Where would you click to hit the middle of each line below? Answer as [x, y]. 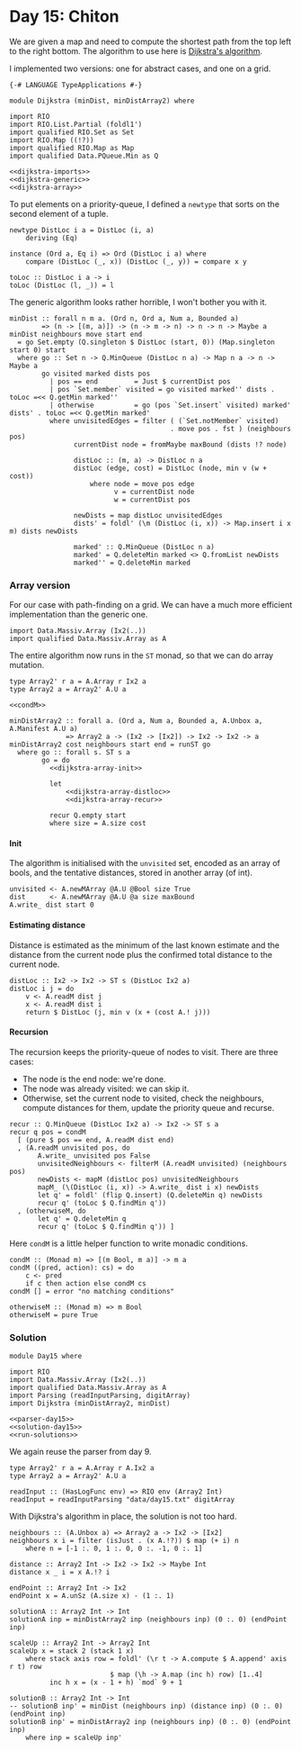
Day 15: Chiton [64, 17]
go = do [56, 761]
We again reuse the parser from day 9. [80, 1452]
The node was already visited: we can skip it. [106, 1088]
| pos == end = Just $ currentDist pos [140, 381]
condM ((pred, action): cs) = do [72, 1268]
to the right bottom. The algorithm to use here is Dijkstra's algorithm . [136, 50]
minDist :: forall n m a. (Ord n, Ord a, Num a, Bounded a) [124, 318]
